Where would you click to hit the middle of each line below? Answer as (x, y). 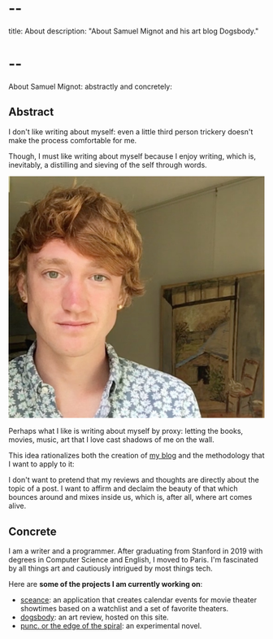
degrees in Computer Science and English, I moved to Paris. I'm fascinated (133, 559)
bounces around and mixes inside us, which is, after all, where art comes (130, 497)
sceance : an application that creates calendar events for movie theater (139, 600)
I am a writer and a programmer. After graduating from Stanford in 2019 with (136, 551)
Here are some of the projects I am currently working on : (106, 584)
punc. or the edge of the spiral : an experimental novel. (111, 625)
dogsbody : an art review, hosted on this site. (94, 617)
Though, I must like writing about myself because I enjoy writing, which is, (132, 156)
